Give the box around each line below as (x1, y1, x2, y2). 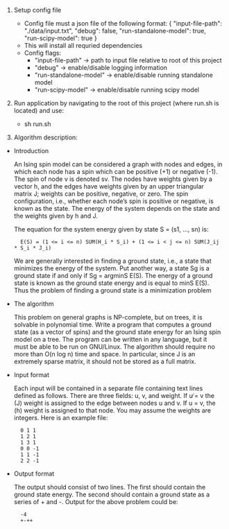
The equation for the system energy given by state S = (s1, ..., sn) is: (13, 225, 209, 233)
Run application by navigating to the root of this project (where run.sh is (13, 99, 219, 107)
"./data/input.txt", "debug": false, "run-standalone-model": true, (24, 27, 206, 35)
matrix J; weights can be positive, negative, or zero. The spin (13, 190, 189, 198)
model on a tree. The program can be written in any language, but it (13, 336, 207, 343)
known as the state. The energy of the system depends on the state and (13, 205, 220, 212)
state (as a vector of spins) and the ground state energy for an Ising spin (13, 328, 221, 336)
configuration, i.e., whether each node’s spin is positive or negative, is (13, 197, 214, 205)
